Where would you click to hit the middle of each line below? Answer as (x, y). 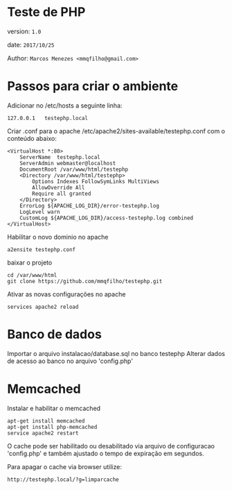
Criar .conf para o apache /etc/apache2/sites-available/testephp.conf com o (116, 131)
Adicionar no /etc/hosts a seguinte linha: (65, 105)
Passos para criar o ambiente (93, 86)
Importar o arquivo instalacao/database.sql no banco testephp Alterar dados (116, 353)
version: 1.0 (24, 31)
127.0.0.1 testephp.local (48, 118)
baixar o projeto (30, 262)
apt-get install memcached (46, 421)
